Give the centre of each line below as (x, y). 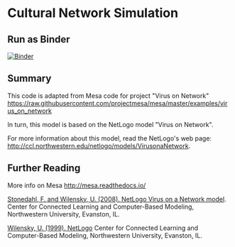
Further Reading (44, 168)
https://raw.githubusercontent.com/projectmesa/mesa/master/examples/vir (117, 103)
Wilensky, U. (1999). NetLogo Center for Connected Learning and (103, 228)
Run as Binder (39, 39)
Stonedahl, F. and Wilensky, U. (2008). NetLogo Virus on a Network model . (117, 199)
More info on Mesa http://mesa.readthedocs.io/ (77, 185)
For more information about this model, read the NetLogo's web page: (109, 138)
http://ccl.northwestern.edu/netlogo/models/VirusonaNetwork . (99, 146)
